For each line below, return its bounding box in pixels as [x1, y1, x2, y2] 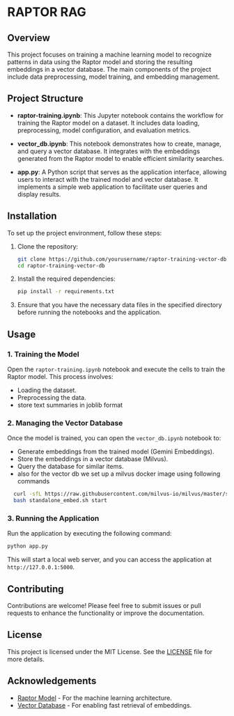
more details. [7, 655, 45, 663]
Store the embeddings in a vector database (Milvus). [17, 455, 169, 463]
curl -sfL [13, 490, 42, 498]
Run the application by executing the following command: [7, 529, 172, 538]
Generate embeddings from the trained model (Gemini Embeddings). [17, 447, 214, 456]
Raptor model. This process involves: [7, 372, 114, 380]
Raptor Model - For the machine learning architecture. [17, 694, 172, 702]
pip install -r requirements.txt [17, 288, 115, 295]
